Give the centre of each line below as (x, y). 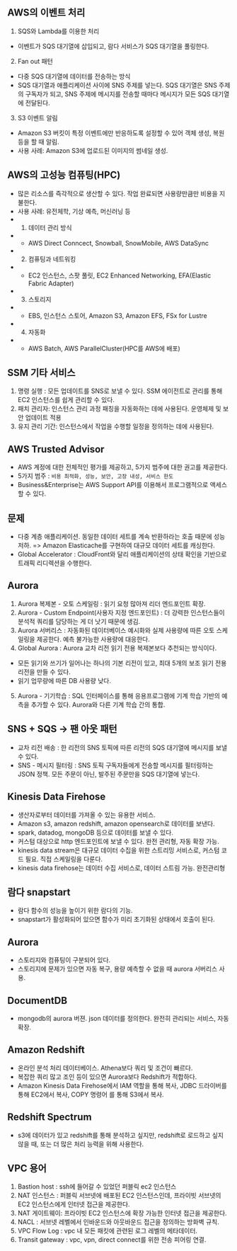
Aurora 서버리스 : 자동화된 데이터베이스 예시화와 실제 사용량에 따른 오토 (116, 630)
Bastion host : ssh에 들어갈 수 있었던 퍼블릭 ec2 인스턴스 (97, 1187)
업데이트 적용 (43, 418)
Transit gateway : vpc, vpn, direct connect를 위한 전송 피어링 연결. (112, 1240)
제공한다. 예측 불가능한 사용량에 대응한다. (93, 639)
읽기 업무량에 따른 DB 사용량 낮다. (64, 680)
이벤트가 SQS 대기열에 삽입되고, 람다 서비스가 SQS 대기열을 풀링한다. (113, 46)
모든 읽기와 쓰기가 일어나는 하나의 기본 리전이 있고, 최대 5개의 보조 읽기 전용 (122, 663)
